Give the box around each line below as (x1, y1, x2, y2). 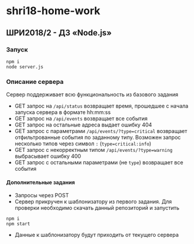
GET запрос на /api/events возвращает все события (14, 115, 148, 122)
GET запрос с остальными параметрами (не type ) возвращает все (14, 159, 183, 166)
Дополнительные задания (6, 178, 75, 186)
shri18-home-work (6, 4, 101, 18)
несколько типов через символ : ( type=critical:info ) (14, 140, 152, 147)
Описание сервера (6, 77, 64, 86)
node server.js (6, 64, 44, 70)
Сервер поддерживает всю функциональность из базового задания (6, 91, 179, 98)
